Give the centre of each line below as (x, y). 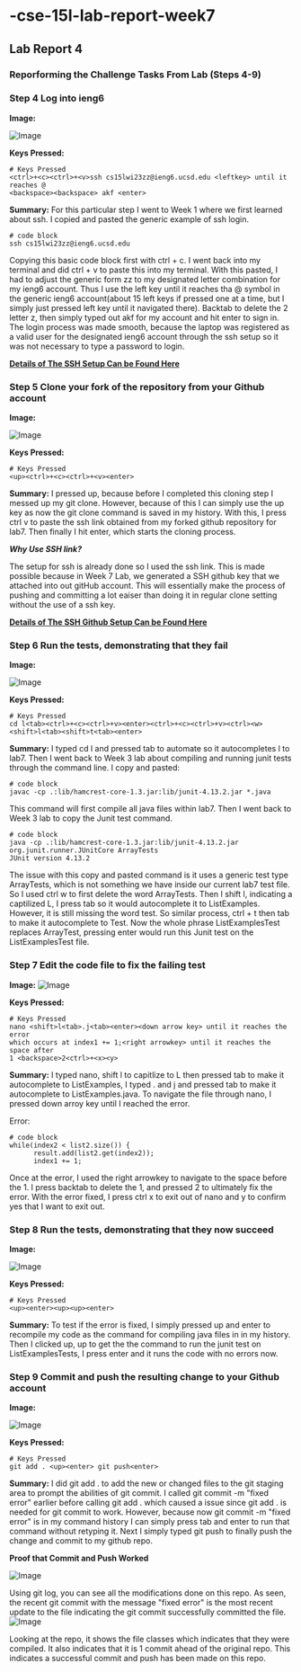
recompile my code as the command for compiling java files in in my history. (150, 1334)
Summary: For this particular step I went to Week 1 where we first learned (146, 209)
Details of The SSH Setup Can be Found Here (94, 363)
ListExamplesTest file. (49, 942)
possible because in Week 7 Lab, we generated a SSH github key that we (145, 576)
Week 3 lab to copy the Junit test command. (91, 818)
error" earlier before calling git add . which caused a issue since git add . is (148, 1503)
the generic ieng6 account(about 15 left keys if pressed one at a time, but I (147, 298)
